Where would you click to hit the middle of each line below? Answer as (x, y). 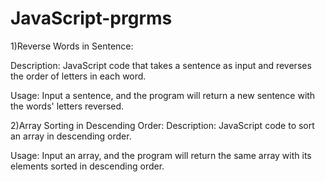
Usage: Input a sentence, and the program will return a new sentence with (163, 95)
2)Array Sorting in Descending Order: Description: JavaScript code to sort (162, 125)
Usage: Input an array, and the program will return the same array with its (161, 155)
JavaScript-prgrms (91, 18)
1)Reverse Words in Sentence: (72, 46)
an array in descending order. (71, 136)
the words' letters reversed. (67, 106)
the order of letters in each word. (78, 76)
